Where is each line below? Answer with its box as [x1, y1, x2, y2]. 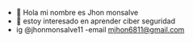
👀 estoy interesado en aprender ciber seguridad [15, 16, 176, 26]
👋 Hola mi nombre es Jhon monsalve [15, 8, 139, 17]
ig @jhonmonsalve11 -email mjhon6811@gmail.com [15, 25, 185, 34]
